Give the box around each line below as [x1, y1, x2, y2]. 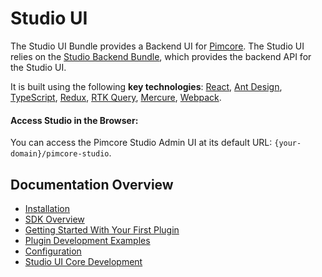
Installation [24, 202, 71, 214]
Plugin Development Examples [24, 234, 151, 246]
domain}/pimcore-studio [10, 149, 110, 159]
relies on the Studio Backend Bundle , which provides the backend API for [10, 50, 312, 62]
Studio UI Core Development [24, 255, 143, 267]
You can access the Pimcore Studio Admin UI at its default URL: [10, 137, 273, 149]
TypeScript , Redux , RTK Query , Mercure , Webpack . [10, 91, 222, 103]
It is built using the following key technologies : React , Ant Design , [10, 80, 283, 92]
